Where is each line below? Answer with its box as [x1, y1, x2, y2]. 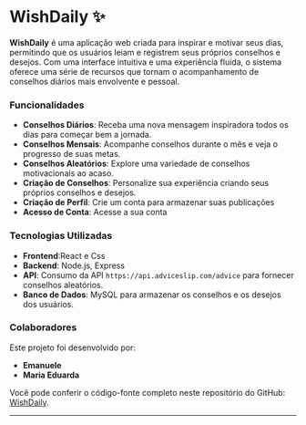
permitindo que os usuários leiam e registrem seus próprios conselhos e [9, 47, 280, 57]
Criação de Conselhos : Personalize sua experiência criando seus [22, 178, 270, 189]
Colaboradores [9, 321, 77, 334]
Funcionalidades [9, 98, 85, 111]
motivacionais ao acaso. [22, 168, 114, 179]
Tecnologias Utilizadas [9, 230, 113, 243]
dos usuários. [22, 298, 75, 309]
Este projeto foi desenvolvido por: [9, 342, 137, 353]
